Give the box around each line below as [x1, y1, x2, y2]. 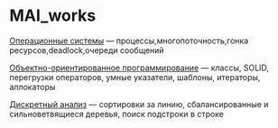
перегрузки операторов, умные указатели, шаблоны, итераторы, [9, 71, 261, 82]
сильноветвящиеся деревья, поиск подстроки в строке [9, 108, 224, 119]
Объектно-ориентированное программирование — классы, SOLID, [9, 62, 269, 73]
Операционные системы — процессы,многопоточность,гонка [9, 35, 249, 46]
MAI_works [9, 5, 97, 26]
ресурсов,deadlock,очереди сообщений [9, 44, 164, 55]
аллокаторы [9, 81, 56, 92]
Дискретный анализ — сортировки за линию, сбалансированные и [9, 98, 269, 109]
